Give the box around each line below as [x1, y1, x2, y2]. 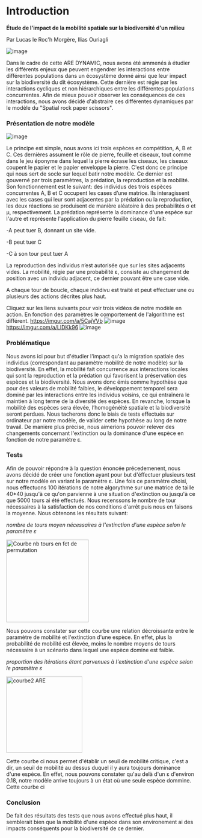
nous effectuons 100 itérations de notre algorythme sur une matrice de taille [6, 484, 194, 491]
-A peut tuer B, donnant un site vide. [6, 227, 96, 234]
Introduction [6, 4, 70, 18]
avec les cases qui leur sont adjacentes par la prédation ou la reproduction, [6, 196, 193, 203]
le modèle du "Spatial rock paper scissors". [6, 104, 113, 111]
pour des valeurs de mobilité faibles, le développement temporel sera [6, 384, 178, 392]
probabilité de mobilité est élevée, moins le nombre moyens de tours [6, 640, 176, 647]
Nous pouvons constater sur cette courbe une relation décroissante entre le [6, 627, 194, 634]
